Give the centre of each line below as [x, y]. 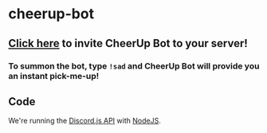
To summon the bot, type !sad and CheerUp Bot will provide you [134, 66]
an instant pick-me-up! [54, 76]
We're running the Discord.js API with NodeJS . [84, 121]
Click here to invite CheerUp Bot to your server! [128, 43]
